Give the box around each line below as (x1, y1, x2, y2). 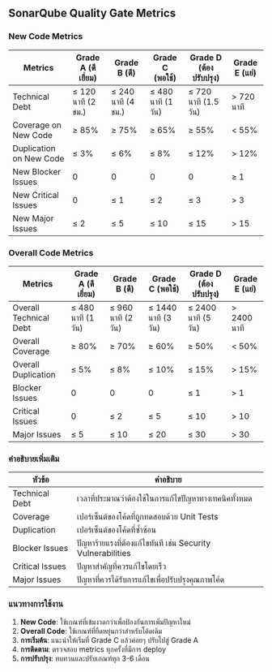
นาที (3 (148, 312, 172, 323)
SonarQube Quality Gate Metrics (8, 6, 176, 20)
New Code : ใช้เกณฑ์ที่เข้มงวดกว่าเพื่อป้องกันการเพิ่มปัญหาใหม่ (19, 617, 191, 627)
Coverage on (12, 119, 62, 131)
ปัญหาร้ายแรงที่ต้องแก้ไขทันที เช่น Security (76, 537, 211, 549)
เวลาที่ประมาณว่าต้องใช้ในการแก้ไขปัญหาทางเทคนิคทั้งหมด (76, 493, 253, 504)
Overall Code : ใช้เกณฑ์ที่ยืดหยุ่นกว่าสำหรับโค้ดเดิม (19, 626, 163, 635)
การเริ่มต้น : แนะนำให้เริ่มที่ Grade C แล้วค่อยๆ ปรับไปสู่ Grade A (19, 635, 199, 644)
